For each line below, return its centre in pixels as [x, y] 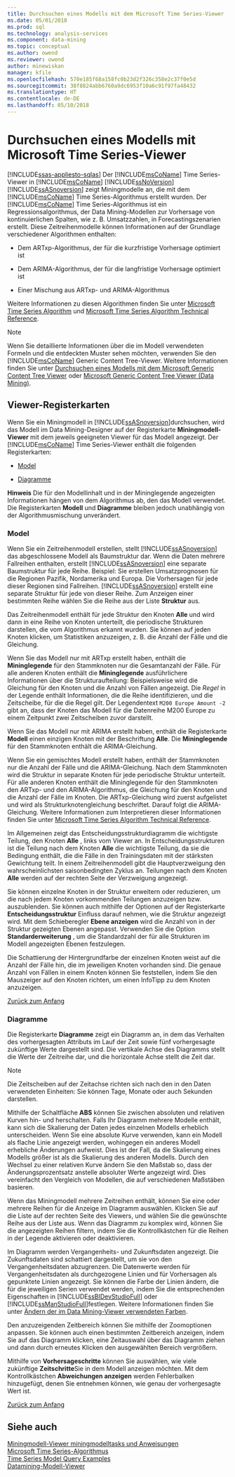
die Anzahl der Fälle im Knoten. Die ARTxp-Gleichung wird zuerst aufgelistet [117, 797]
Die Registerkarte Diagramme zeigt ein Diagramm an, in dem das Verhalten [116, 1034]
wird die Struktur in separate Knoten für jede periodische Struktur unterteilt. [116, 774]
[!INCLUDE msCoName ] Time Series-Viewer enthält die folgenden [102, 444]
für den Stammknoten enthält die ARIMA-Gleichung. [82, 746]
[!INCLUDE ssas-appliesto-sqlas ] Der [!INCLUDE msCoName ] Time [103, 174]
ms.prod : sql [26, 27]
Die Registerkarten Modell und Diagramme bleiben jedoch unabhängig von [116, 507]
